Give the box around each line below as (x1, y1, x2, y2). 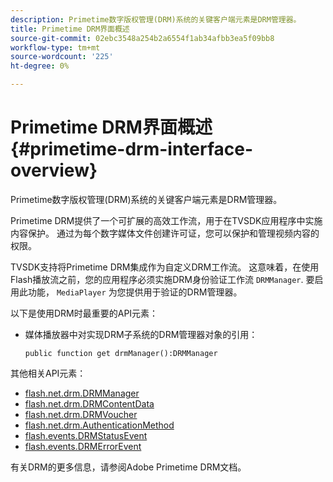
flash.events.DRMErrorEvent (24, 440, 142, 452)
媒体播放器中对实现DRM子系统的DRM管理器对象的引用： (24, 328, 258, 340)
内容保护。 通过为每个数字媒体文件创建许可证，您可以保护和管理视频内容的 (10, 227, 320, 239)
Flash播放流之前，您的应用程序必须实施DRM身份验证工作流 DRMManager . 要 (10, 273, 315, 285)
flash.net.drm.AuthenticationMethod (24, 419, 175, 431)
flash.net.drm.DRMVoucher (24, 408, 138, 420)
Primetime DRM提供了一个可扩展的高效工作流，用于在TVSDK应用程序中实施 (10, 214, 323, 226)
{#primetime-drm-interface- (10, 138, 254, 161)
